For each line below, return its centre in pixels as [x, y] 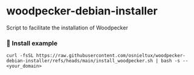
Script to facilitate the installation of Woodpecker [67, 28]
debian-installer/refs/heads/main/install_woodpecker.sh [80, 61]
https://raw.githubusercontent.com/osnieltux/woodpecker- [111, 56]
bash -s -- [175, 61]
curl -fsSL [20, 56]
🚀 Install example [32, 43]
